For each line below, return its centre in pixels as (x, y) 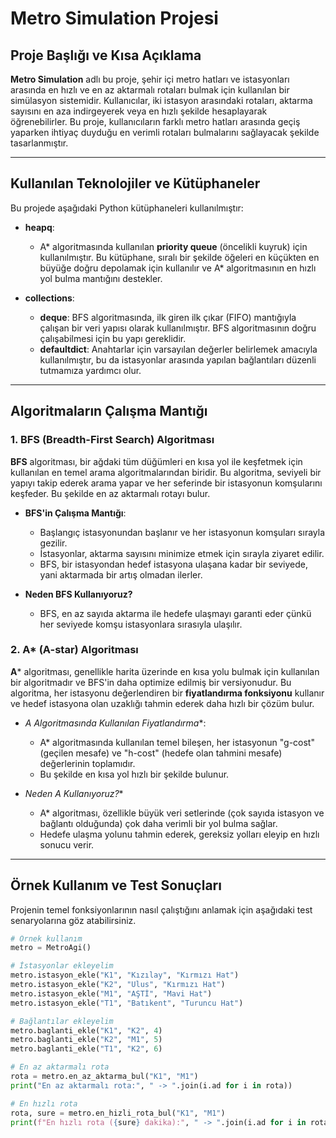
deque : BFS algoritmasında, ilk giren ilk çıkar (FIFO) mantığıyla (168, 317)
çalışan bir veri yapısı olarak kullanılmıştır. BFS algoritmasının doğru (178, 328)
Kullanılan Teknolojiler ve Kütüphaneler (135, 183)
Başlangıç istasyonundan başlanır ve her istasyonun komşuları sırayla (182, 532)
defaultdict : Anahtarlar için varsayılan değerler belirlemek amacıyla (178, 349)
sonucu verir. (67, 844)
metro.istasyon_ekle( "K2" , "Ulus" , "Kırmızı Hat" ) (118, 985)
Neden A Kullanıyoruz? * (74, 793)
